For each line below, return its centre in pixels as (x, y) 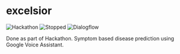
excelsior (29, 11)
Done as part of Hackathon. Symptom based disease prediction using (90, 38)
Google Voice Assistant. (35, 45)
